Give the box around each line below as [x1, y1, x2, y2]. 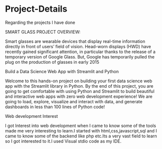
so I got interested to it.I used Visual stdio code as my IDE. [5, 138, 122, 144]
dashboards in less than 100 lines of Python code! [5, 104, 105, 110]
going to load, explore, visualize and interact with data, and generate [5, 98, 143, 104]
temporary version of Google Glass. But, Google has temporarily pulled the [5, 54, 155, 59]
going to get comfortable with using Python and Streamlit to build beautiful [5, 88, 155, 94]
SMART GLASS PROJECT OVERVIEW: [5, 29, 81, 35]
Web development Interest [5, 113, 58, 119]
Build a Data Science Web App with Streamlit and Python [5, 68, 119, 74]
